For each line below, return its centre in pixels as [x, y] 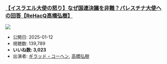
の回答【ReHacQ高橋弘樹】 [39, 15]
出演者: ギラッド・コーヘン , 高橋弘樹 [51, 56]
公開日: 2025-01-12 [33, 37]
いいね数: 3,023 [30, 50]
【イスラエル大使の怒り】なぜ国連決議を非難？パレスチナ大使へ [83, 8]
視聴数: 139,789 [29, 44]
